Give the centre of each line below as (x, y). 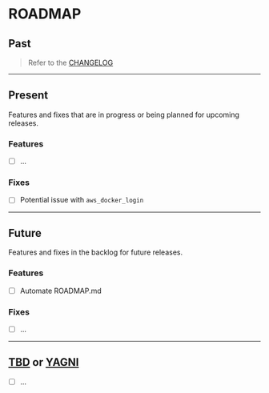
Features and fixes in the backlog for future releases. (95, 252)
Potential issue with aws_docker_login (82, 200)
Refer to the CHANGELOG (70, 62)
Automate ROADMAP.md (60, 291)
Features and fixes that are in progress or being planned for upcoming (124, 114)
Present (28, 96)
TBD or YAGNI (44, 362)
